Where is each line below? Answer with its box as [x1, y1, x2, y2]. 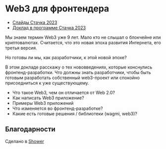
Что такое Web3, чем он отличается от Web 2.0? [12, 89, 115, 95]
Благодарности [5, 125, 55, 134]
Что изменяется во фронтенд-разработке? [12, 105, 103, 111]
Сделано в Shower [5, 138, 45, 144]
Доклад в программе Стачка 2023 [12, 24, 86, 30]
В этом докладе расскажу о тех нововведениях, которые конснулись [5, 64, 153, 70]
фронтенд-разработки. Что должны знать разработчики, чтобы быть [5, 69, 151, 75]
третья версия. [5, 45, 37, 51]
